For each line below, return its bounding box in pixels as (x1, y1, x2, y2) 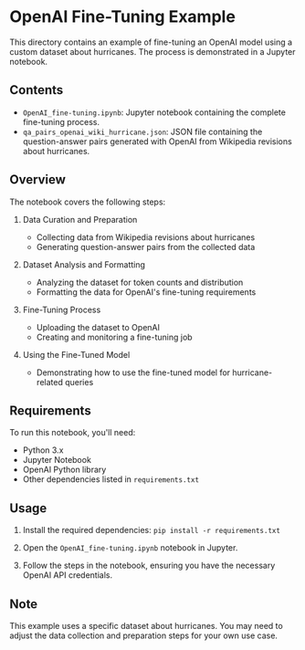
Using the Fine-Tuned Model (22, 349, 131, 360)
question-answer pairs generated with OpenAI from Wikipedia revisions (22, 135, 292, 147)
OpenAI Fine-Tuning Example (9, 6, 236, 27)
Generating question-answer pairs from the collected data (36, 241, 256, 252)
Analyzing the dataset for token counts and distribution (36, 277, 244, 288)
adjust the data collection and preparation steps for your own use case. (9, 630, 279, 641)
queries (65, 376, 94, 387)
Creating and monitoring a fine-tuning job (36, 331, 194, 342)
